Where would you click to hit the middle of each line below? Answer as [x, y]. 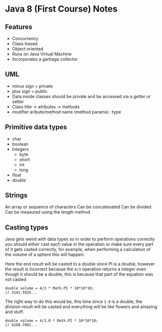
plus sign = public [30, 91]
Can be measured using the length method [48, 212]
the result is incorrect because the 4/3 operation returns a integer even [76, 269]
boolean [20, 144]
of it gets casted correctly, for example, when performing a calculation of [78, 249]
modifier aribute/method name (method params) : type [66, 112]
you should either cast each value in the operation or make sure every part [79, 244]
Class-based [25, 44]
